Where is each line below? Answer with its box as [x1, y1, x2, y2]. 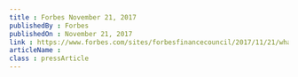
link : [9, 37, 34, 47]
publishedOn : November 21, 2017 [9, 29, 133, 38]
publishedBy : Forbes [9, 21, 90, 30]
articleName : [9, 46, 62, 55]
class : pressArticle [9, 54, 90, 63]
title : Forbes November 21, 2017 [9, 12, 137, 22]
